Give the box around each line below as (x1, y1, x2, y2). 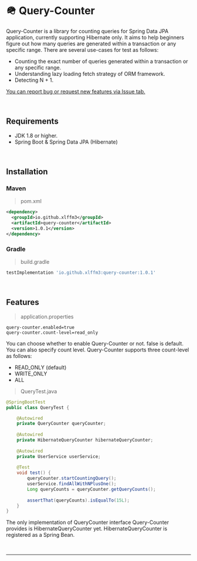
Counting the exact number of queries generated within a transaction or (14, 58, 189, 65)
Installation (6, 167, 48, 177)
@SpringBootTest (6, 399, 46, 405)
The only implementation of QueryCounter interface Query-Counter (6, 519, 169, 526)
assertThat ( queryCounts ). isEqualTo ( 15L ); (27, 497, 130, 503)
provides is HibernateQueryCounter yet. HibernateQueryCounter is (6, 525, 168, 532)
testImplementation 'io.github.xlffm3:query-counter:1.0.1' (6, 270, 157, 276)
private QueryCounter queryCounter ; (16, 421, 107, 427)
